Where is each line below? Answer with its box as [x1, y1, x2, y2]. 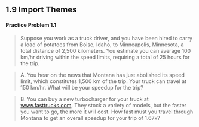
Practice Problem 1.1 [5, 21, 57, 28]
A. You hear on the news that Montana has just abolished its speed [20, 71, 185, 78]
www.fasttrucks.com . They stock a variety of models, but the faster [20, 101, 186, 109]
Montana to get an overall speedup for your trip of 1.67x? [20, 114, 161, 121]
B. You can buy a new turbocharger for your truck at [20, 95, 149, 103]
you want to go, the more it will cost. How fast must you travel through [20, 108, 194, 115]
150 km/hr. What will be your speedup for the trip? [20, 84, 144, 91]
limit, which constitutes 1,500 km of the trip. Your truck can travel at [20, 77, 186, 85]
